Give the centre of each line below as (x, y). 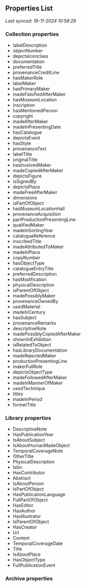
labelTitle (22, 154)
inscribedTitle (27, 241)
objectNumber (28, 51)
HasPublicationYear (33, 435)
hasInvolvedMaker (32, 165)
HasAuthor (24, 511)
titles (18, 394)
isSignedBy (24, 181)
